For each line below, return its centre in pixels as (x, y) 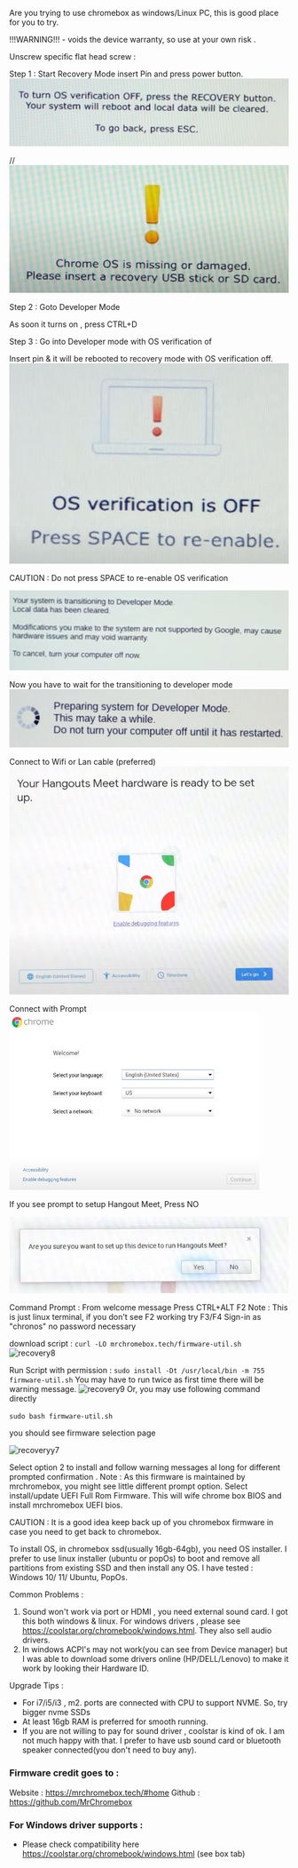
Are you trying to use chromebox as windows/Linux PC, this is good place (144, 13)
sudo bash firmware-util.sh (61, 1417)
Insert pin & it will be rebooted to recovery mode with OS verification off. (141, 359)
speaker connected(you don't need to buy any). (109, 1750)
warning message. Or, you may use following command (135, 1389)
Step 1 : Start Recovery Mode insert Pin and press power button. (126, 74)
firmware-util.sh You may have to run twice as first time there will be (137, 1379)
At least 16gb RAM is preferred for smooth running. (115, 1721)
